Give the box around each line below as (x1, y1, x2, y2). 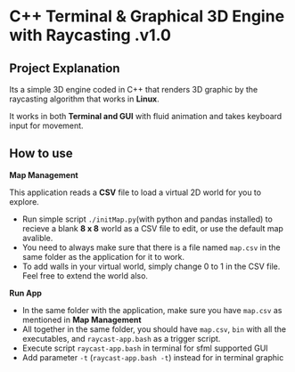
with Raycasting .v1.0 (9, 25, 172, 45)
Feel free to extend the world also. (21, 270, 149, 281)
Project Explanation (9, 61, 120, 76)
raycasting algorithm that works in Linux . (9, 93, 160, 104)
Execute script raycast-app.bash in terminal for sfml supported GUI (21, 343, 269, 353)
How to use (9, 146, 73, 161)
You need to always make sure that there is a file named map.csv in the (21, 242, 281, 253)
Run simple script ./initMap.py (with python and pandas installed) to (21, 214, 274, 224)
